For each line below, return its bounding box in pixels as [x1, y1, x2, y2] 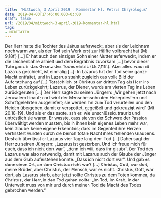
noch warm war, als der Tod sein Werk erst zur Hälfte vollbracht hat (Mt [5, 48, 147, 54]
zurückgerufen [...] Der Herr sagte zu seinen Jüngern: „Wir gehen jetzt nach [5, 89, 156, 95]
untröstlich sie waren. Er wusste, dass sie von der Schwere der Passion [5, 115, 147, 121]
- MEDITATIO [5, 30, 29, 34]
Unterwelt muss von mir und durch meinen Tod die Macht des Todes [5, 182, 142, 188]
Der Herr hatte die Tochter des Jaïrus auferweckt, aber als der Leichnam [5, 43, 150, 49]
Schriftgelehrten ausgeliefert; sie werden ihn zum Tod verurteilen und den [5, 100, 152, 105]
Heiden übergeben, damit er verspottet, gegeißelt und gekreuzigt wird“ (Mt [5, 105, 155, 111]
